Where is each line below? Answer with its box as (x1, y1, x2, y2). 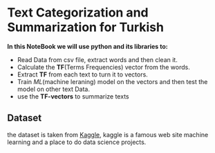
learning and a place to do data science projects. (7, 138, 147, 146)
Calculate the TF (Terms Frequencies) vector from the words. (17, 63, 190, 71)
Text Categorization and (7, 5, 149, 21)
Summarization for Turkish (7, 19, 165, 35)
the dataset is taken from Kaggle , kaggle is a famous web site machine (7, 130, 209, 139)
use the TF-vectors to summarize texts (17, 92, 129, 101)
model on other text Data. (17, 85, 90, 93)
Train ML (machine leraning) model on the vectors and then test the (17, 77, 208, 85)
